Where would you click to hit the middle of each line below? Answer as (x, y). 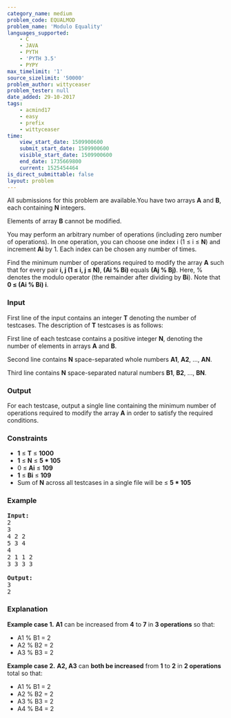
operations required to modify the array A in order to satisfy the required (110, 413)
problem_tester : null (38, 91)
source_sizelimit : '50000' (46, 78)
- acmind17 (35, 110)
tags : (15, 104)
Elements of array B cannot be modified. (64, 221)
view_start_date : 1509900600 (61, 142)
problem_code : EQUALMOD (41, 20)
